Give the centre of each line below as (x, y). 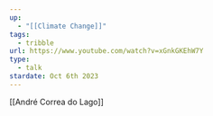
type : (19, 59)
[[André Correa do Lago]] (56, 102)
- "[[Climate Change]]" (62, 26)
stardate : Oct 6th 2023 (54, 76)
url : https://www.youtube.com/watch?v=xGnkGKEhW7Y (106, 51)
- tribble (36, 43)
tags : (19, 34)
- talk (30, 68)
